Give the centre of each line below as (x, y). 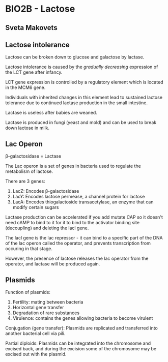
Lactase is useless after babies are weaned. (51, 113)
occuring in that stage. (29, 249)
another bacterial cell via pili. (35, 334)
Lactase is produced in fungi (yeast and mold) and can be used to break (81, 123)
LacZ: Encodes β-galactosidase (46, 191)
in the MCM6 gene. (25, 87)
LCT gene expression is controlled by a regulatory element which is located (85, 82)
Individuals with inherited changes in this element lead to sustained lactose (84, 98)
